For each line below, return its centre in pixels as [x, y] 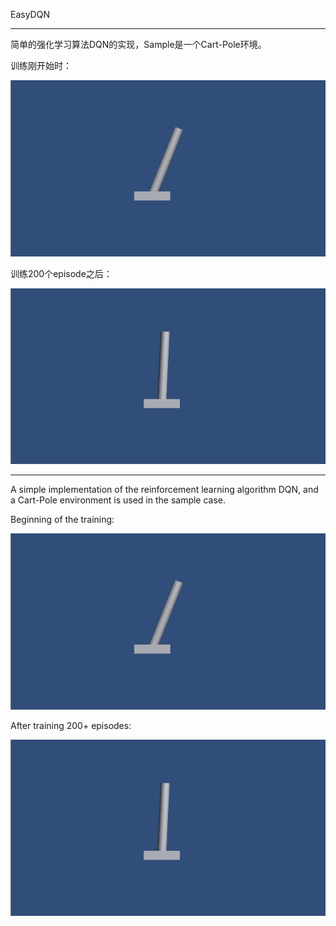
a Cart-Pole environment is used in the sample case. [118, 500]
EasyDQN [30, 14]
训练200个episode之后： [61, 273]
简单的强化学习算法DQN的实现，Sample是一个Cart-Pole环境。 [138, 44]
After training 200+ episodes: [71, 726]
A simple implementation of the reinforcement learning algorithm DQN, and [164, 490]
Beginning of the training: [62, 520]
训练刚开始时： [41, 65]
